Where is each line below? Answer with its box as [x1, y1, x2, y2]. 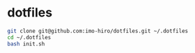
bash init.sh [7, 40, 45, 47]
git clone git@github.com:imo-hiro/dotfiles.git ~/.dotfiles [7, 28, 189, 34]
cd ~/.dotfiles [7, 34, 52, 41]
